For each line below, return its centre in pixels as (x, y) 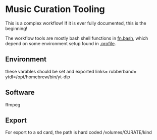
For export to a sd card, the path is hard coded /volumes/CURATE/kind (79, 132)
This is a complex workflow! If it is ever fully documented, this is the (76, 23)
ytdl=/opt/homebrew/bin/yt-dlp (38, 77)
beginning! (16, 28)
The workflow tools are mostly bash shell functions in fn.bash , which (77, 38)
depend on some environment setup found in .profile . (61, 43)
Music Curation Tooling (55, 9)
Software (20, 93)
